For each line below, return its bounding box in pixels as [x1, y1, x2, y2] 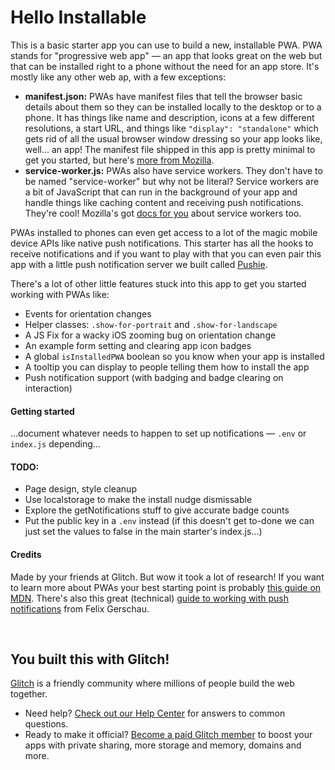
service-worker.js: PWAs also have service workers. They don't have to [24, 164, 323, 176]
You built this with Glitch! [10, 651, 170, 668]
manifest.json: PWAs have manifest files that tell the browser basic [24, 90, 303, 102]
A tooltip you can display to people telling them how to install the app [24, 361, 310, 373]
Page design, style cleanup [24, 483, 137, 495]
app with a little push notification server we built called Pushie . [10, 258, 268, 270]
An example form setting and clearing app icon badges [24, 339, 252, 351]
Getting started [10, 405, 75, 417]
